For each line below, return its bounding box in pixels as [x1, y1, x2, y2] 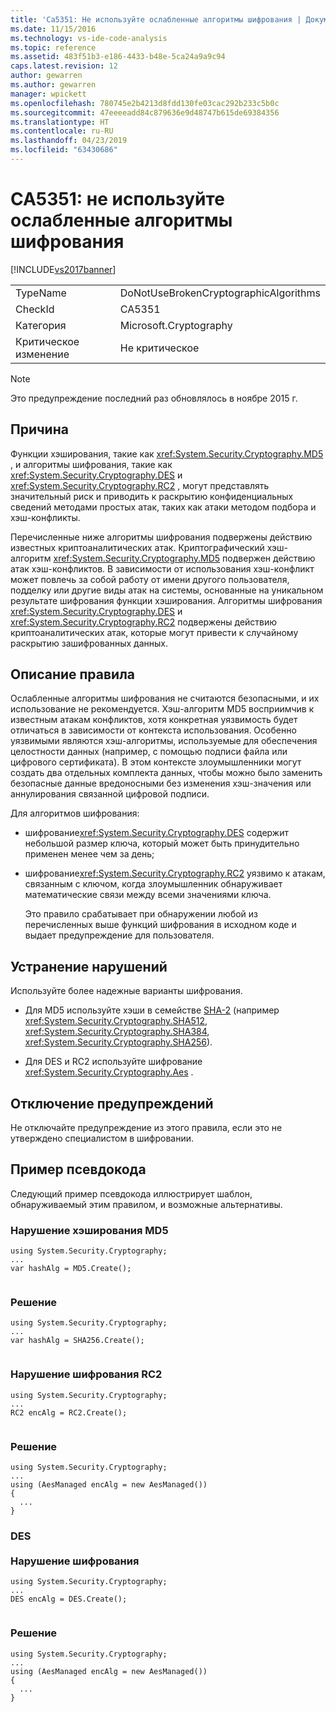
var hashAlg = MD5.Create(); [10, 1264, 132, 1274]
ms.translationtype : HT [10, 117, 110, 127]
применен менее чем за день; [24, 848, 155, 860]
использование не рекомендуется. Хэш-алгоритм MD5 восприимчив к [10, 703, 315, 715]
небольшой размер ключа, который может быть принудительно [24, 837, 300, 850]
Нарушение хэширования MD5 [10, 1223, 169, 1237]
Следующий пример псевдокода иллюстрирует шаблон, [10, 1187, 253, 1200]
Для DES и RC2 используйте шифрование [24, 1056, 203, 1068]
